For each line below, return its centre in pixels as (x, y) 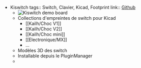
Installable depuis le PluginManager (55, 56)
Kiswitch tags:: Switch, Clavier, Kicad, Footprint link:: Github (73, 7)
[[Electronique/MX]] (46, 40)
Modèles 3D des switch (42, 50)
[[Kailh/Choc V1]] (43, 23)
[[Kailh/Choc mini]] (45, 34)
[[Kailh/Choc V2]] (44, 29)
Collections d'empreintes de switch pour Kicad (67, 18)
